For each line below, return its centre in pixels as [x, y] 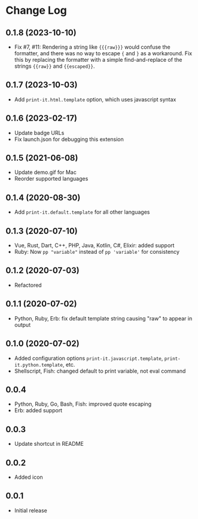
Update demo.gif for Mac [45, 172]
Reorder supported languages [51, 179]
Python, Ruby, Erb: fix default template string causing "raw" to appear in [103, 318]
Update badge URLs [39, 133]
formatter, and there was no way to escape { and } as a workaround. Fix [103, 53]
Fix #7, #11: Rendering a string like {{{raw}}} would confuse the [92, 47]
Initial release [31, 510]
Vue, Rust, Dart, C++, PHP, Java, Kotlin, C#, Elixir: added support [94, 245]
